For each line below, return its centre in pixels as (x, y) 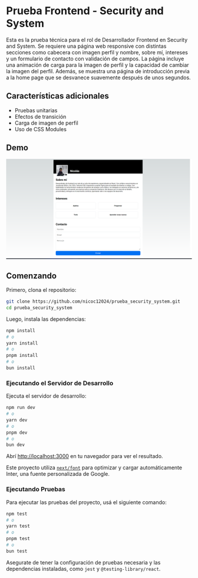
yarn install (22, 343)
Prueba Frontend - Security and (85, 11)
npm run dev (21, 408)
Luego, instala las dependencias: (46, 319)
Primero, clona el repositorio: (41, 290)
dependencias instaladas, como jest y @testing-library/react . (83, 569)
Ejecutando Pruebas (36, 489)
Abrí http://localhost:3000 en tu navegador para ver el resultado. (85, 456)
